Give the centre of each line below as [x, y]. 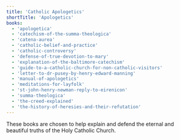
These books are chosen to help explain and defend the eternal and [90, 124]
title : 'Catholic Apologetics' [45, 12]
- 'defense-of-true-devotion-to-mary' [61, 56]
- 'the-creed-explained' [43, 101]
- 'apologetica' [32, 29]
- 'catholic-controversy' [44, 51]
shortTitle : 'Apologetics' [40, 17]
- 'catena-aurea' [33, 40]
